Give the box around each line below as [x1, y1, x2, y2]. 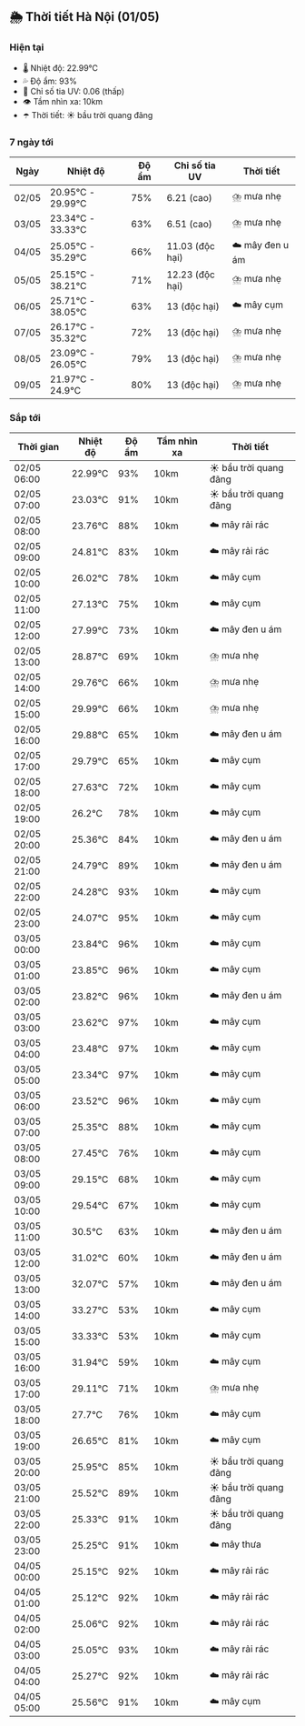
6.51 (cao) [166, 217, 213, 230]
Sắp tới [9, 411, 41, 424]
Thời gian [17, 441, 60, 454]
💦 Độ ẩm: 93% [22, 75, 77, 86]
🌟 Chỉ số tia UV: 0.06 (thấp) [22, 85, 125, 96]
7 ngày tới [9, 135, 54, 148]
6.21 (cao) [166, 191, 213, 204]
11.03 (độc [166, 240, 215, 253]
